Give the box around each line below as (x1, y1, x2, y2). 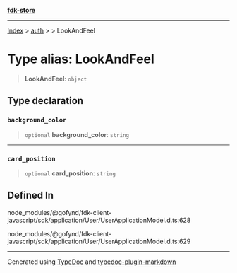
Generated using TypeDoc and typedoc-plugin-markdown (7, 257, 176, 266)
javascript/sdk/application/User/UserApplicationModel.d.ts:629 (7, 237, 191, 245)
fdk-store (7, 6, 36, 14)
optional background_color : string (24, 130, 129, 139)
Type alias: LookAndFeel (7, 51, 155, 67)
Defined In (7, 190, 54, 202)
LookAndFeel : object (24, 74, 87, 83)
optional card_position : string (24, 169, 116, 178)
